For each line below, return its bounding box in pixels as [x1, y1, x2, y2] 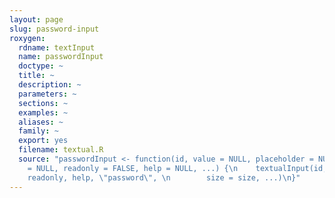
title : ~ [18, 71, 55, 81]
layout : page [9, 14, 64, 25]
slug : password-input [9, 24, 100, 34]
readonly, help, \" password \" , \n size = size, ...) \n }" [27, 172, 301, 183]
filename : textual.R [18, 145, 104, 155]
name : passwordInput [18, 52, 104, 62]
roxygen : [9, 33, 46, 43]
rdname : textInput [18, 42, 96, 53]
